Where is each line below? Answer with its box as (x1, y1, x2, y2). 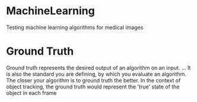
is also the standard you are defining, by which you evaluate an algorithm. (6, 70, 187, 78)
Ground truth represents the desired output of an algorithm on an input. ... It (6, 64, 191, 71)
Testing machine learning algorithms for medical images (6, 24, 144, 31)
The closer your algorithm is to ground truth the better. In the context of (6, 76, 181, 84)
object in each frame (6, 89, 57, 96)
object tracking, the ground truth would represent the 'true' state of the (6, 83, 180, 90)
